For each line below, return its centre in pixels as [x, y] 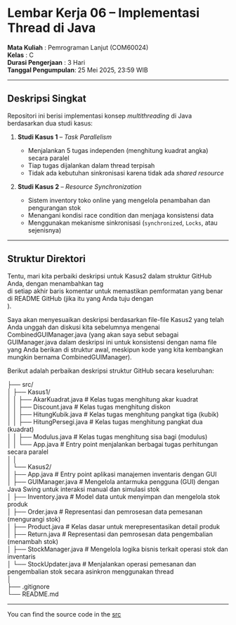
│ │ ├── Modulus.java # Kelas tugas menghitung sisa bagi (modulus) [107, 437]
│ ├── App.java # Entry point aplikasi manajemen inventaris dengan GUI [112, 474]
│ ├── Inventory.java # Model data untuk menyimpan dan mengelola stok [114, 496]
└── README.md [33, 594]
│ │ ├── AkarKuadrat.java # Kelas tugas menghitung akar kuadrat [103, 399]
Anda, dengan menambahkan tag [55, 283]
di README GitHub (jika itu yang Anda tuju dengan [80, 298]
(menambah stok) [33, 541]
